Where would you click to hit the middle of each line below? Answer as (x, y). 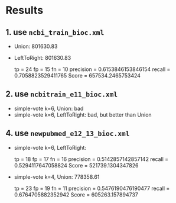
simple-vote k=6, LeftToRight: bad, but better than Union (83, 115)
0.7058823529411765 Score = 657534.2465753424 (77, 75)
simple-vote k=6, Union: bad (49, 108)
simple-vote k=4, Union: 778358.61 (57, 177)
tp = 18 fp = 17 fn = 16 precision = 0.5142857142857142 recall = (91, 159)
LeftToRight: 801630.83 (43, 58)
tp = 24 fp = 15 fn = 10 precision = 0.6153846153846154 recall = (92, 69)
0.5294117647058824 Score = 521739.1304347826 (76, 165)
